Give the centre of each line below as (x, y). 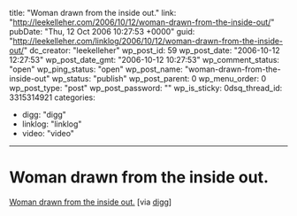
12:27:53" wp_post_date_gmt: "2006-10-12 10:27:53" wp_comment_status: (145, 60)
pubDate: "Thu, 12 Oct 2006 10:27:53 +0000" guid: (102, 31)
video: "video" (48, 133)
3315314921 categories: (52, 97)
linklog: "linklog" (52, 124)
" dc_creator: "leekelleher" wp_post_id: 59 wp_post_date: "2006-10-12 (152, 50)
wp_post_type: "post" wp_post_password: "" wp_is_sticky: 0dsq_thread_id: (146, 88)
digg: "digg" (44, 115)
